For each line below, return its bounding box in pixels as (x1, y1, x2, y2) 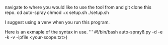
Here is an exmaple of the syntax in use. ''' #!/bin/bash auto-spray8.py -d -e (5, 29, 163, 34)
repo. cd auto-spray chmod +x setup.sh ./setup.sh (5, 9, 109, 15)
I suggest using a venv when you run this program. (5, 19, 110, 25)
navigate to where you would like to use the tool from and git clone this (5, 4, 152, 10)
